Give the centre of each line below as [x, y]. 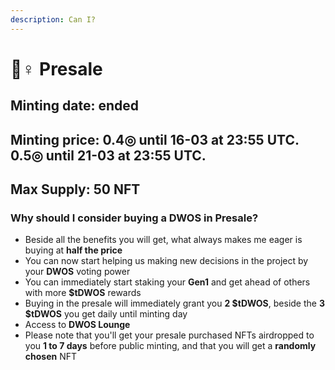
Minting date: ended [75, 106]
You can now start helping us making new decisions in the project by [166, 261]
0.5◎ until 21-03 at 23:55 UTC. [108, 155]
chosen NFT [51, 357]
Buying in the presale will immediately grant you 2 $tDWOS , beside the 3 [174, 303]
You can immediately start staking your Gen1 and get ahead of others [167, 282]
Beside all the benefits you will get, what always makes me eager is [163, 240]
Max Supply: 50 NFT [75, 189]
